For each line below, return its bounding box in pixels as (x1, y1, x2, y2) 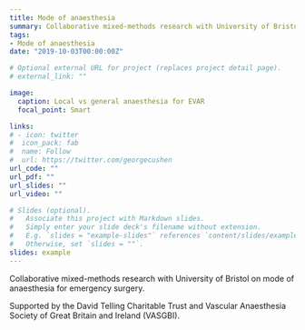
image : (9, 88, 34, 97)
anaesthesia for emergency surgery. (9, 283, 145, 294)
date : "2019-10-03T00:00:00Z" (9, 47, 124, 56)
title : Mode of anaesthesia (9, 13, 116, 23)
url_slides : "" (9, 181, 67, 190)
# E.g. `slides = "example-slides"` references (9, 231, 202, 241)
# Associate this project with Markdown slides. (9, 215, 205, 224)
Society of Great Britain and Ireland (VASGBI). (9, 310, 180, 321)
